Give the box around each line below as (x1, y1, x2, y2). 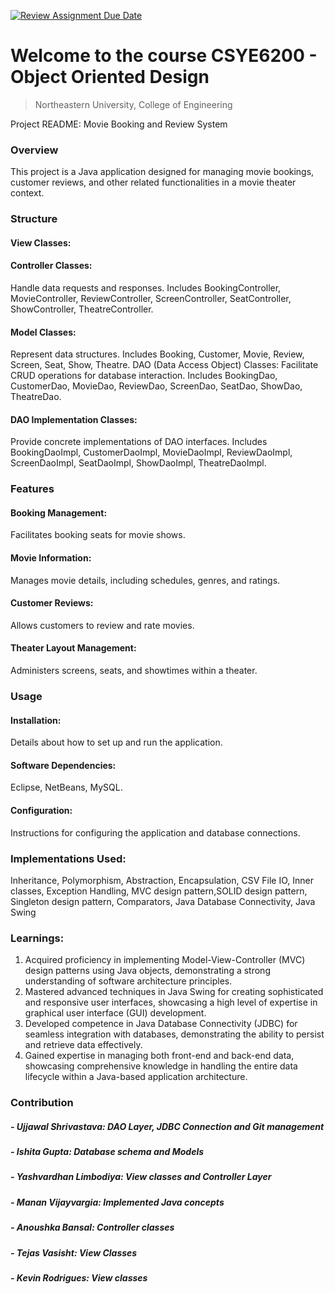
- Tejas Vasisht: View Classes (10, 1246, 138, 1259)
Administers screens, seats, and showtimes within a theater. (10, 665, 258, 677)
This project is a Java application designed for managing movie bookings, (10, 166, 315, 178)
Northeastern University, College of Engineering (34, 98, 233, 110)
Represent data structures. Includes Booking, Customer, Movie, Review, (10, 348, 305, 360)
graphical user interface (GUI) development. (24, 1007, 207, 1019)
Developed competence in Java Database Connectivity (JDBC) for (24, 1018, 298, 1030)
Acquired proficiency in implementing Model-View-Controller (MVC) (24, 954, 306, 966)
